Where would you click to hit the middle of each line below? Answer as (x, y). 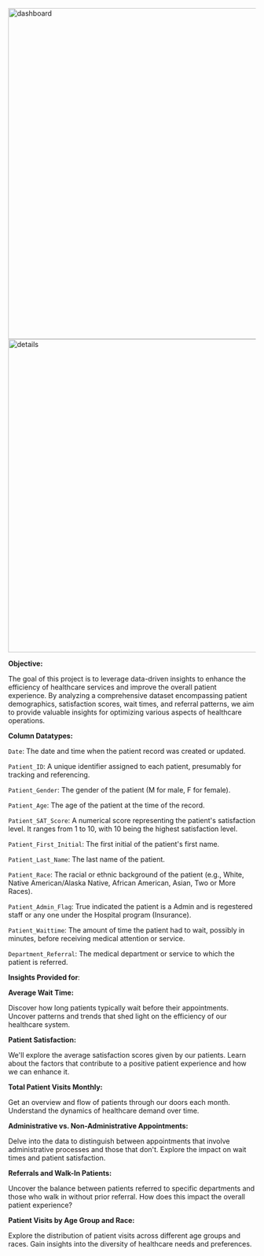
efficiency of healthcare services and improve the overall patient (113, 687)
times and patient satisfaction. (57, 1158)
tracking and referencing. (49, 775)
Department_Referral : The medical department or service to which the (121, 954)
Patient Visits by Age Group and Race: (71, 1220)
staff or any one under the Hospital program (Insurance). (100, 915)
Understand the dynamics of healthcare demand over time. (104, 1110)
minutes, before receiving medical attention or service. (97, 938)
